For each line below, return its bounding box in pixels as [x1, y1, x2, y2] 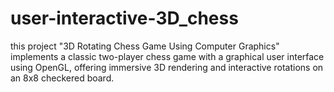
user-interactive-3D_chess [10, 7, 239, 30]
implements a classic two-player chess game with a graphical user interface [10, 50, 325, 62]
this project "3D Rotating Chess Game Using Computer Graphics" [10, 40, 280, 52]
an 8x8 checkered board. [10, 72, 115, 84]
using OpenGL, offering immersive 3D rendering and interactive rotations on [10, 61, 324, 73]
